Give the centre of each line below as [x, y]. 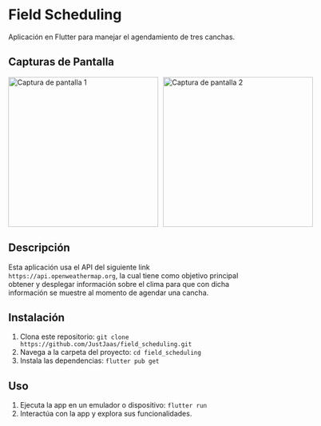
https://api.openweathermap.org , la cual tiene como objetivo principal [123, 275]
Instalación [37, 317]
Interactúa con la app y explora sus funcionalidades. [106, 414]
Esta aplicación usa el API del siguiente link [79, 267]
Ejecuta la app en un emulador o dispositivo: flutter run [113, 405]
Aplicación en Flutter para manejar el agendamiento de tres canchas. [122, 37]
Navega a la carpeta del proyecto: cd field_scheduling [111, 352]
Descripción [39, 248]
